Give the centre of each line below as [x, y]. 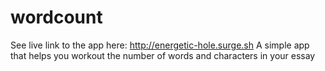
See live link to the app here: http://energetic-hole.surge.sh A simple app [160, 45]
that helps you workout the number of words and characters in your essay [163, 55]
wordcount [56, 17]
